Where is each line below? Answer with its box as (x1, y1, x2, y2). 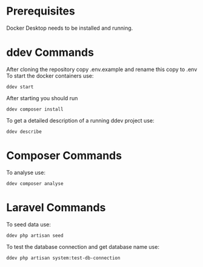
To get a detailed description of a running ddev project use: (6, 117, 155, 124)
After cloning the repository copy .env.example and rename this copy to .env (6, 66, 198, 73)
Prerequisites (6, 4, 76, 18)
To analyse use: (6, 169, 45, 176)
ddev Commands (6, 46, 94, 59)
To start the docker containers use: (6, 72, 94, 79)
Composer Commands (6, 149, 122, 163)
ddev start (6, 84, 34, 90)
